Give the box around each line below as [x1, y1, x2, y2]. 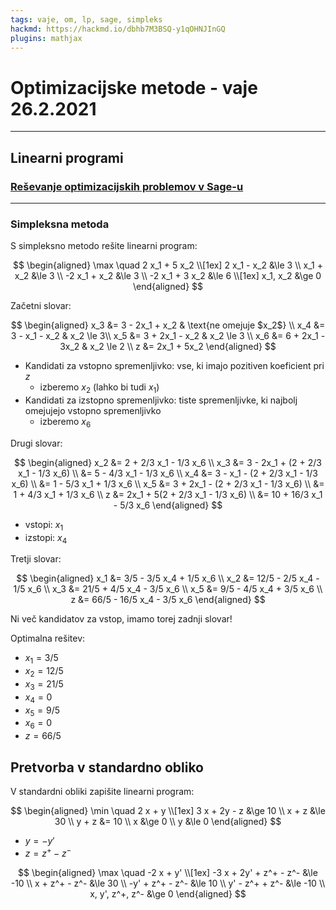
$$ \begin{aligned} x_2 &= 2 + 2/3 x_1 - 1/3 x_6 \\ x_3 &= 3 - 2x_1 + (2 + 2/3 [14, 456, 322, 468]
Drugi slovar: [10, 437, 63, 449]
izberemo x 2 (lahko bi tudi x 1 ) [39, 381, 160, 396]
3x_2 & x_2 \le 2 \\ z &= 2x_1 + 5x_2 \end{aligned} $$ [59, 341, 277, 353]
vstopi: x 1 [24, 518, 64, 533]
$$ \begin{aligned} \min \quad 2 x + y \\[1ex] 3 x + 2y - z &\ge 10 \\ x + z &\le [10, 805, 326, 817]
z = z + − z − [24, 846, 72, 859]
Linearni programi [10, 149, 124, 166]
